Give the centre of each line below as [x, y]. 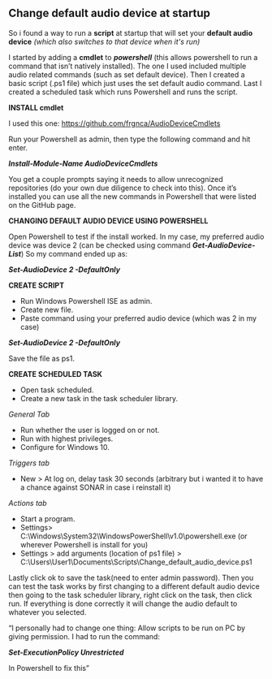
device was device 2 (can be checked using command [99, 245]
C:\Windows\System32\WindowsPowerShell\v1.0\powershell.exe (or [134, 536]
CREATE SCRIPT [37, 285]
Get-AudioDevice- [224, 245]
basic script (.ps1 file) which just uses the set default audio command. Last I [135, 83]
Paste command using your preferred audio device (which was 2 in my [138, 318]
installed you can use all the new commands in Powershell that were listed [133, 196]
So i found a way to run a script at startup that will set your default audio [131, 32]
